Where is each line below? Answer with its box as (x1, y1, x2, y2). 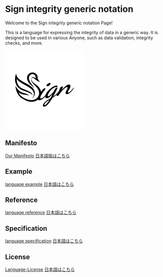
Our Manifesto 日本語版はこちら (5, 153, 70, 159)
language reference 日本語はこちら (5, 210, 77, 216)
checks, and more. (5, 40, 43, 46)
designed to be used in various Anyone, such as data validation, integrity (5, 35, 153, 41)
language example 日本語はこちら (5, 181, 74, 187)
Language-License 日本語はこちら (5, 267, 75, 272)
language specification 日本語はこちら (5, 238, 83, 244)
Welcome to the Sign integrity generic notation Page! (5, 20, 113, 26)
